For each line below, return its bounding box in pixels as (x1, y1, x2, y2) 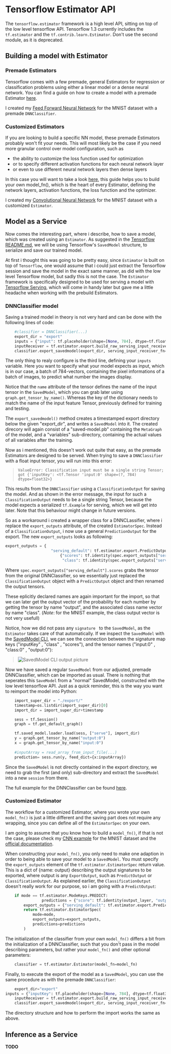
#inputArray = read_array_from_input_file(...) (14, 750, 117, 755)
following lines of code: (5, 320, 54, 326)
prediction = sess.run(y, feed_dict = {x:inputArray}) (14, 754, 126, 760)
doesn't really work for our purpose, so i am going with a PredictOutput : (5, 883, 156, 889)
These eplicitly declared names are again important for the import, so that (5, 593, 160, 599)
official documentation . (5, 840, 54, 847)
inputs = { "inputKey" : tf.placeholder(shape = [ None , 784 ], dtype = (5, 991, 147, 996)
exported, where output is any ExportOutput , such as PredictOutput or (5, 872, 152, 878)
